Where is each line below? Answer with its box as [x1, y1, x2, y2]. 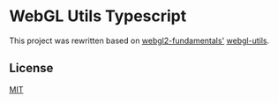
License [9, 61, 54, 76]
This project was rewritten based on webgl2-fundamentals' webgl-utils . [9, 35, 270, 46]
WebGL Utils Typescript [9, 6, 187, 26]
